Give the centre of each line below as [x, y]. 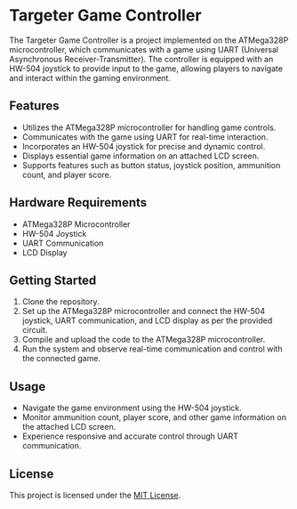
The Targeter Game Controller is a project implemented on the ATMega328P [149, 40]
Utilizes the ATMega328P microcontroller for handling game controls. [149, 127]
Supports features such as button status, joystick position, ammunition [151, 165]
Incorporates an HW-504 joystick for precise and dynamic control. [144, 146]
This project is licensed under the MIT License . [95, 495]
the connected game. [61, 359]
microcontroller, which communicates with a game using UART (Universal [144, 49]
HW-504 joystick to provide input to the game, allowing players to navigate [146, 69]
